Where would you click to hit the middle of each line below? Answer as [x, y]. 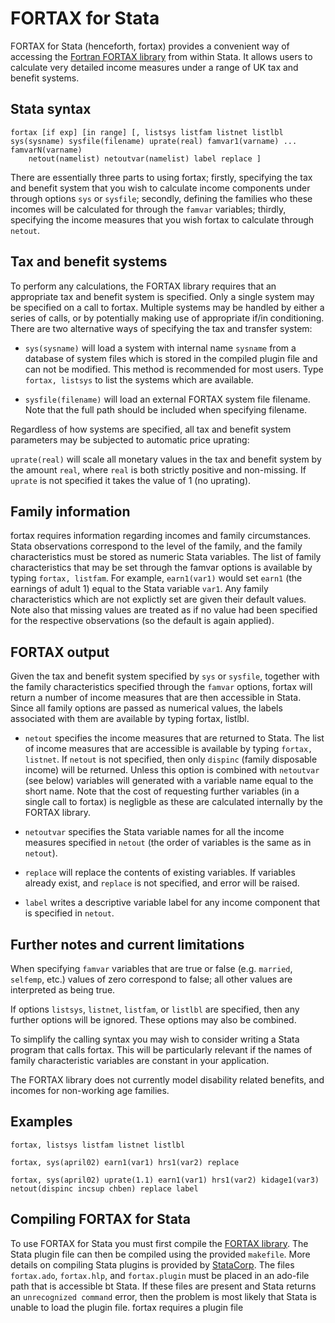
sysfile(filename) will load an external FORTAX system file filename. [167, 399]
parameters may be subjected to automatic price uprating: [130, 439]
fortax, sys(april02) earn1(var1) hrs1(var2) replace [125, 1162]
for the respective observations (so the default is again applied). [142, 621]
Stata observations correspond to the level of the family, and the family [156, 546]
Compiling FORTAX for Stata [100, 1219]
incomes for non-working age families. [90, 1090]
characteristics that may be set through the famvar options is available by [161, 568]
